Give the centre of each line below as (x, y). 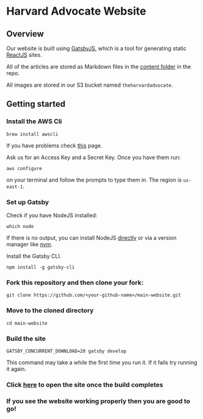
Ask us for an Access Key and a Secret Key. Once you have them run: (94, 157)
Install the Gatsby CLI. (34, 256)
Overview (25, 34)
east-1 (15, 187)
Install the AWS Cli (34, 121)
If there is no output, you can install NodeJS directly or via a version (91, 238)
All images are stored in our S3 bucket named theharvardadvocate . (90, 85)
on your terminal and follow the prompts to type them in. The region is (94, 180)
